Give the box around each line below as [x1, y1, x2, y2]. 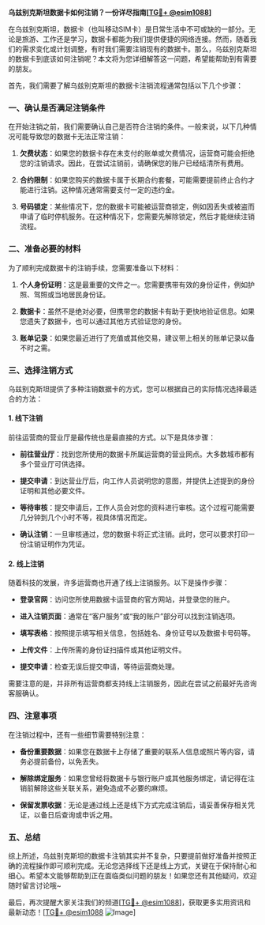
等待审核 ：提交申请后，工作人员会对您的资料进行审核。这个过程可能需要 [19, 503, 255, 512]
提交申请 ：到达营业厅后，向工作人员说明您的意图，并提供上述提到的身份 [19, 476, 255, 485]
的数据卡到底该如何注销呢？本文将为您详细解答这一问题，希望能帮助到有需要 [8, 55, 257, 63]
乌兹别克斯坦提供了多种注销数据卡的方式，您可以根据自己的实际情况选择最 [8, 383, 250, 394]
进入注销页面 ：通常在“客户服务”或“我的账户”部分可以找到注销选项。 [19, 612, 240, 621]
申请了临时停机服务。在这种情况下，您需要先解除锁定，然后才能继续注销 [19, 212, 255, 221]
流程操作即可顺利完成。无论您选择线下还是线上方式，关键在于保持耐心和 [21, 861, 257, 870]
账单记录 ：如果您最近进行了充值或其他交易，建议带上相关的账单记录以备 [19, 333, 255, 342]
